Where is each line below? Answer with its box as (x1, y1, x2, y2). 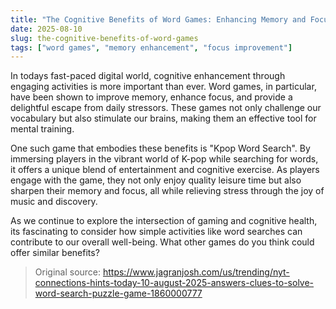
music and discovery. (10, 196, 98, 208)
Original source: (34, 266, 102, 278)
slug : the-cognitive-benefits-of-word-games (10, 33, 199, 43)
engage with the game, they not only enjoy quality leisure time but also (10, 174, 302, 186)
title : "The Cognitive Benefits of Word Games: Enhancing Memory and (10, 14, 307, 25)
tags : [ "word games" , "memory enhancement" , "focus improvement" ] (10, 42, 293, 53)
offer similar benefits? (10, 247, 100, 259)
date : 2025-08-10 (10, 24, 83, 34)
